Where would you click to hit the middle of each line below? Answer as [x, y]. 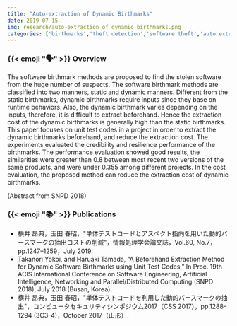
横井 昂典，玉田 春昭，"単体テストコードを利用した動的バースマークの [120, 297]
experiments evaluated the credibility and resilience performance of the [111, 144]
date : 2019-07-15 [33, 21]
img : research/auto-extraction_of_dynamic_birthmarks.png [94, 27]
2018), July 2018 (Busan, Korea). [65, 289]
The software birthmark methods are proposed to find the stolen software [115, 77]
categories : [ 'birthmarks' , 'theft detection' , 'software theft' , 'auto [112, 34]
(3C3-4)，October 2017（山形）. [81, 315]
